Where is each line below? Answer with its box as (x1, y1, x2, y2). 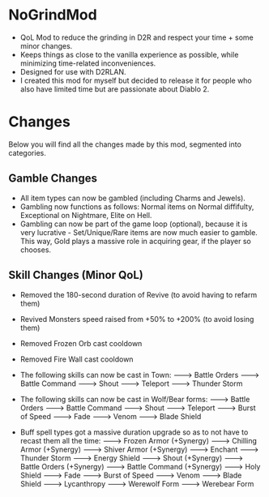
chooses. (19, 245, 51, 255)
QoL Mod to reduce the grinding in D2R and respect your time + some (19, 32, 254, 42)
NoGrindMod (8, 6, 97, 24)
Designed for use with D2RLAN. (19, 66, 126, 76)
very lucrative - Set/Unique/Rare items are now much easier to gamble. (19, 227, 258, 237)
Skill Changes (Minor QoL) (8, 268, 143, 282)
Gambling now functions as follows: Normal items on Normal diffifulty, (19, 201, 254, 212)
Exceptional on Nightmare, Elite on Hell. (19, 210, 152, 220)
